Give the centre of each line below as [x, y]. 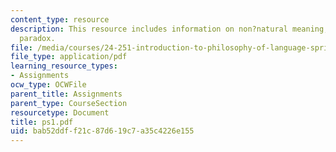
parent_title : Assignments [66, 94]
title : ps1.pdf [42, 122]
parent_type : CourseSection [69, 103]
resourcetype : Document [60, 112]
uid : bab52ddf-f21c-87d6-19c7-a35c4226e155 [102, 131]
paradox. [37, 38]
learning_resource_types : [64, 66]
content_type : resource [60, 19]
